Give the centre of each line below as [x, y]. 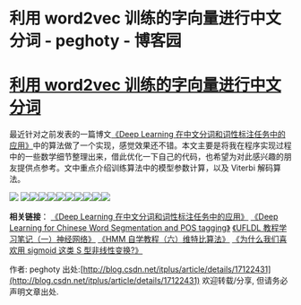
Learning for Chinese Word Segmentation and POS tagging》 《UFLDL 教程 [144, 228]
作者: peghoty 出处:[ [46, 269]
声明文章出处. [34, 292]
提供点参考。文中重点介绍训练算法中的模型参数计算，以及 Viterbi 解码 [145, 168]
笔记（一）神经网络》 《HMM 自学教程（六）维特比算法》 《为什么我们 [148, 240]
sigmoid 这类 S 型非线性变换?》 [85, 250]
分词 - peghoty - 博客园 [95, 41]
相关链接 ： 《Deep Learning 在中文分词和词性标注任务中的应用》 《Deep [144, 217]
